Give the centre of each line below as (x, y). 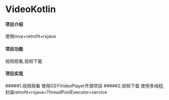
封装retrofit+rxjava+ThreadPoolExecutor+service (56, 92)
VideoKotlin (31, 9)
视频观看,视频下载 (24, 61)
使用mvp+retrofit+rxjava (30, 36)
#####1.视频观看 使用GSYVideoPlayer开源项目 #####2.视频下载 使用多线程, (85, 86)
